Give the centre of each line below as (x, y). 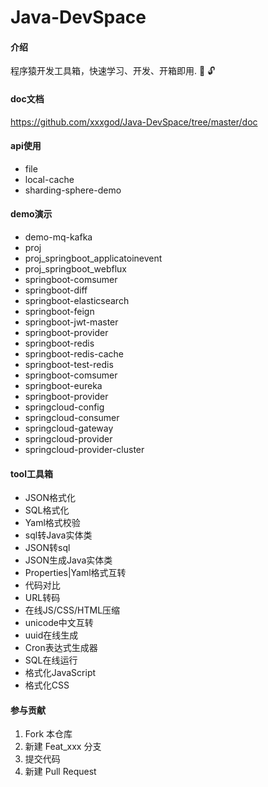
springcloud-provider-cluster (84, 449)
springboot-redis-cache (74, 354)
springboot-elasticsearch (77, 300)
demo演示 (31, 214)
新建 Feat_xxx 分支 (63, 747)
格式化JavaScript (60, 673)
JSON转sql (47, 548)
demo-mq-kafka (58, 237)
